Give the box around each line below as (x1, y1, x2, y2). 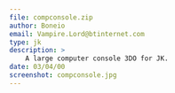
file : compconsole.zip (9, 12, 93, 22)
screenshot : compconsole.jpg (9, 71, 117, 80)
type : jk (9, 37, 42, 47)
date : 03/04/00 (9, 63, 66, 72)
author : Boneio (9, 21, 66, 30)
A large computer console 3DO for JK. (25, 54, 169, 63)
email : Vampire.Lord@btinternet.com (9, 29, 145, 38)
